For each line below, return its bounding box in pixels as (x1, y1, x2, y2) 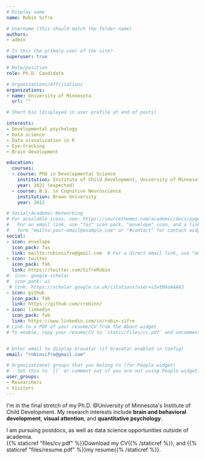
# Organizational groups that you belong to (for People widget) (6, 362, 176, 369)
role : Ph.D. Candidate (6, 70, 64, 76)
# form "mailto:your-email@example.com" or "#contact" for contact (6, 227, 187, 233)
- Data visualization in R (6, 137, 75, 143)
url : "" (12, 98, 32, 104)
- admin (6, 37, 26, 43)
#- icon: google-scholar (6, 272, 70, 279)
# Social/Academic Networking (6, 210, 84, 216)
